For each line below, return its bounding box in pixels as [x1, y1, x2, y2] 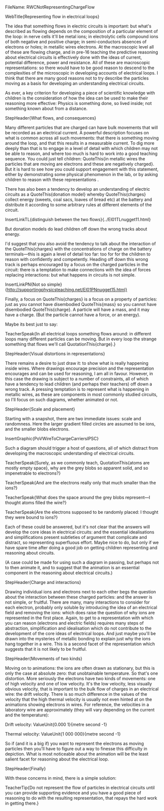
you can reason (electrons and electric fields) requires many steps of [5, 620, 144, 626]
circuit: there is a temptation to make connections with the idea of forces [5, 267, 151, 273]
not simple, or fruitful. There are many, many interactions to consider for [5, 599, 150, 605]
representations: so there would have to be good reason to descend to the [5, 65, 155, 71]
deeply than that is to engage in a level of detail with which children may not [5, 146, 158, 151]
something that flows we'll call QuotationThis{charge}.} [5, 341, 116, 347]
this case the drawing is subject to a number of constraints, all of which [5, 376, 149, 381]
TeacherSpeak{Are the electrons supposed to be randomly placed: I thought [5, 509, 159, 515]
